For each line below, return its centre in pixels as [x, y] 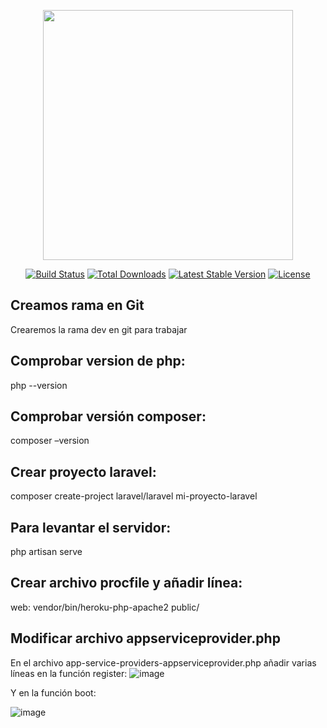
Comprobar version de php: [98, 361]
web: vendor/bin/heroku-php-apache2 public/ [105, 607]
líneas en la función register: [69, 673]
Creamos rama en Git [77, 305]
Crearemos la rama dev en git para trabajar [99, 329]
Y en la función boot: [53, 692]
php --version [39, 385]
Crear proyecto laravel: [83, 471]
